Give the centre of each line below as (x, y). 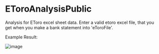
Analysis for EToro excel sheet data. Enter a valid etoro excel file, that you (79, 22)
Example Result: (21, 37)
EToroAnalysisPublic (48, 9)
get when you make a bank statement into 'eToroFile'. (59, 27)
